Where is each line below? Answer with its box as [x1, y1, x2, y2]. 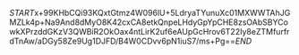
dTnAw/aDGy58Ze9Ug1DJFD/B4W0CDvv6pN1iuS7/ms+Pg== [9, 35, 235, 46]
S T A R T [9, 8, 35, 18]
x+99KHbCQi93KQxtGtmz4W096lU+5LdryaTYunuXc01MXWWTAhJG [34, 8, 291, 18]
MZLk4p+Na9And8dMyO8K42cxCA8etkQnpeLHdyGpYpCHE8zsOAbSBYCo [9, 17, 289, 27]
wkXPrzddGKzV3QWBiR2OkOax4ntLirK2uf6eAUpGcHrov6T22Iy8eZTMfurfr [9, 27, 290, 36]
